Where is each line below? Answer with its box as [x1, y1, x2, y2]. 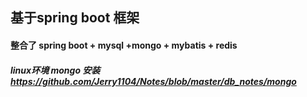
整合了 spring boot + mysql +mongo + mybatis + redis [10, 39, 238, 51]
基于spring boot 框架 [10, 9, 140, 27]
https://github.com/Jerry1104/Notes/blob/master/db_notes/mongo [10, 75, 297, 87]
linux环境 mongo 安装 [10, 64, 101, 76]
